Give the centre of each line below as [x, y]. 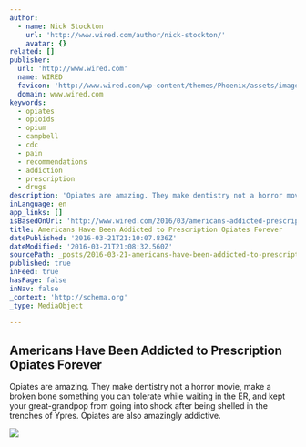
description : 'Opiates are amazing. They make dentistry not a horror [146, 196]
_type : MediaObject [46, 306]
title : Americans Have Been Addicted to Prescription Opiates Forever [146, 229]
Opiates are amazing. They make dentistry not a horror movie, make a [140, 387]
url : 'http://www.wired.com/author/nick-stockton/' [126, 35]
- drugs [32, 188]
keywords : [28, 102]
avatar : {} [46, 43]
